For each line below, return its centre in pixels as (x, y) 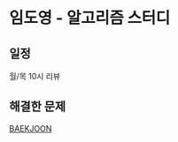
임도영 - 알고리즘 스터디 (90, 18)
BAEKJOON (31, 128)
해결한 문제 (38, 107)
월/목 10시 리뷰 (35, 76)
